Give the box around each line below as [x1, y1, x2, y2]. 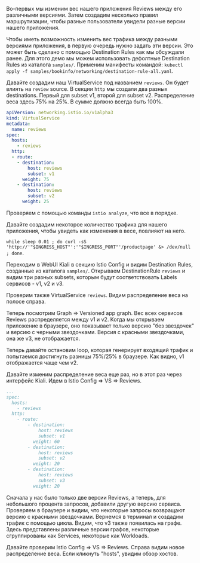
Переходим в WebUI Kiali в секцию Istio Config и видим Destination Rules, [6, 261, 193, 268]
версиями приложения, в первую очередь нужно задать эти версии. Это [6, 42, 193, 49]
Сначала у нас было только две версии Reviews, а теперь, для [6, 494, 166, 501]
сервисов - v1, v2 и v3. [6, 280, 64, 287]
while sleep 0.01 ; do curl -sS [6, 238, 87, 244]
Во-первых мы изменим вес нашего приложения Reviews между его [6, 5, 182, 12]
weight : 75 [21, 176, 50, 182]
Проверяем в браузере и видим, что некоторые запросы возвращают [6, 506, 185, 513]
